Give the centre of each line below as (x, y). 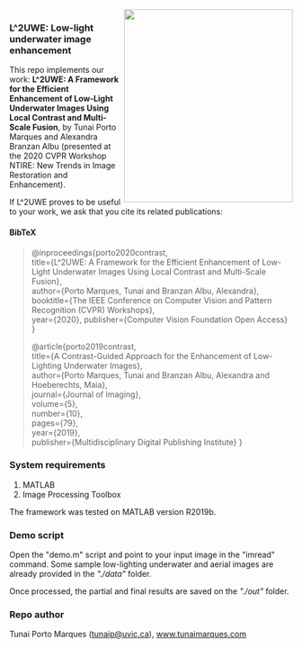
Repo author (37, 615)
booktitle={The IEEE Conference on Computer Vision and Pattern (151, 300)
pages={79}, (55, 423)
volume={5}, (54, 403)
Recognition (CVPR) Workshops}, (93, 310)
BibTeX (23, 232)
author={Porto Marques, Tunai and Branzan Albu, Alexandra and (150, 375)
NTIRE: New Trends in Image (62, 166)
